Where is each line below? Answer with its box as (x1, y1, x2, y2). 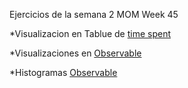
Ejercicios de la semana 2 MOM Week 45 (9, 9, 179, 20)
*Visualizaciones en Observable (9, 47, 142, 59)
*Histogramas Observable (9, 67, 118, 78)
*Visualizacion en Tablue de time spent (9, 28, 171, 39)
